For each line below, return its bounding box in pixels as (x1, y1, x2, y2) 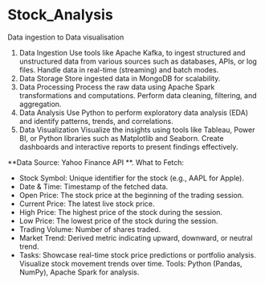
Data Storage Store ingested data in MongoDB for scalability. (18, 73, 221, 83)
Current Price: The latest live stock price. (18, 199, 155, 209)
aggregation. (18, 99, 62, 109)
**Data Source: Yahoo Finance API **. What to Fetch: (7, 157, 185, 167)
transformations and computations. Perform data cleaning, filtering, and (18, 90, 257, 100)
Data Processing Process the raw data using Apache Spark (18, 82, 215, 92)
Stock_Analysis (7, 6, 113, 24)
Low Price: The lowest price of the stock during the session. (18, 216, 218, 225)
